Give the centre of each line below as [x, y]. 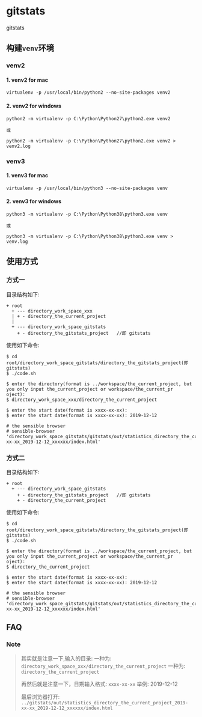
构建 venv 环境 [30, 48]
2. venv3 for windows [34, 201]
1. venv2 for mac [27, 80]
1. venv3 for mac [27, 175]
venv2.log [19, 146]
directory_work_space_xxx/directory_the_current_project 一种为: [103, 666]
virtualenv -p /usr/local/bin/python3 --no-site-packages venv [87, 188]
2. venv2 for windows [34, 106]
